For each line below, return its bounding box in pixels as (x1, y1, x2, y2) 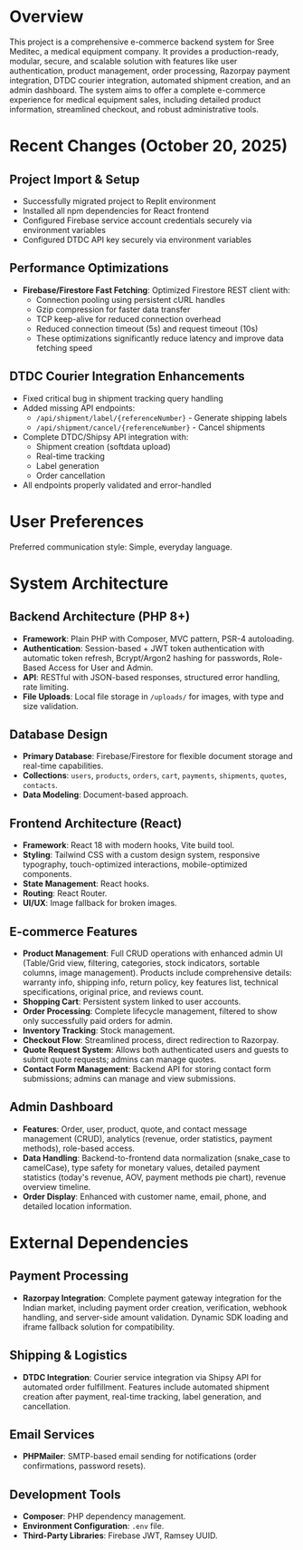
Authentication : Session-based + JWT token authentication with (22, 642, 265, 654)
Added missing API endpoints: (22, 402, 136, 414)
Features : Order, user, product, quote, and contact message (22, 1123, 247, 1135)
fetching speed (35, 342, 93, 353)
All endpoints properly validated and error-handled (22, 479, 213, 491)
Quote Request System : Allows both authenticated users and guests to (22, 1044, 289, 1055)
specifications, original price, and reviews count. (22, 986, 204, 997)
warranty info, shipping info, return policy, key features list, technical (22, 977, 279, 988)
